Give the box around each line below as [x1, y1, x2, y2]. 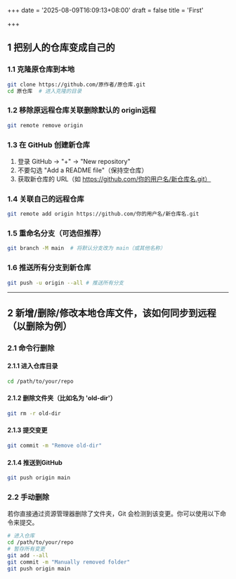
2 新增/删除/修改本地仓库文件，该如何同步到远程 [7, 307, 216, 319]
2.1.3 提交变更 [7, 426, 48, 435]
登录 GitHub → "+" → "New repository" [17, 157, 131, 165]
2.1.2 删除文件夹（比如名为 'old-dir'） [7, 394, 117, 402]
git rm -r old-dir [7, 410, 61, 417]
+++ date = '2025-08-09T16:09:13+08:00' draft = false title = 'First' [7, 6, 204, 14]
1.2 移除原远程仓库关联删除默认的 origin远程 [7, 106, 157, 115]
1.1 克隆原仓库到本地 [7, 65, 75, 75]
